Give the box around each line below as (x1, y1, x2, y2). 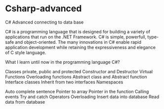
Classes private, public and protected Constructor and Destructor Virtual (5, 68, 153, 74)
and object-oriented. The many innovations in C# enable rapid (15, 39, 142, 45)
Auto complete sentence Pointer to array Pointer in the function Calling (5, 88, 149, 94)
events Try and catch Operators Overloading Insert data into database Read (5, 94, 160, 100)
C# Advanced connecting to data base (5, 19, 84, 25)
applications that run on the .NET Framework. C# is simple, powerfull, (5, 34, 147, 40)
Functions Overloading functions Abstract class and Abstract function (5, 74, 147, 80)
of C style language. (5, 50, 46, 55)
